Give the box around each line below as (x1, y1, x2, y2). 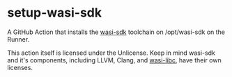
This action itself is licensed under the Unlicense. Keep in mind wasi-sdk (7, 49, 216, 57)
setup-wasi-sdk (7, 5, 102, 21)
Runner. (7, 35, 30, 43)
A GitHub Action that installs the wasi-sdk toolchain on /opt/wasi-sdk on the (7, 28, 225, 36)
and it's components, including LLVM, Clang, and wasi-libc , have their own (7, 55, 222, 64)
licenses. (7, 63, 33, 71)
